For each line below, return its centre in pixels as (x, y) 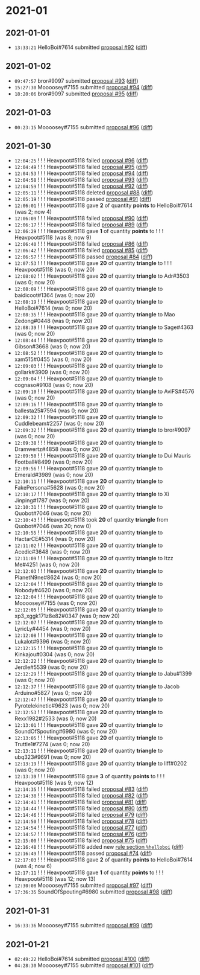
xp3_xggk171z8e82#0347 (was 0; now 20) (67, 616)
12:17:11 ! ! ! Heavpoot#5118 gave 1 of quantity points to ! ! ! (89, 872)
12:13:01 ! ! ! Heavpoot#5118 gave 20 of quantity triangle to (89, 725)
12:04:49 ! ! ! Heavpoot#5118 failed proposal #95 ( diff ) (81, 167)
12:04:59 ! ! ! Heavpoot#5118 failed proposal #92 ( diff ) (81, 186)
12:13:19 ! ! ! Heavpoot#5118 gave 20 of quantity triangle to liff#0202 (101, 764)
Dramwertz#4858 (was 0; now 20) (57, 449)
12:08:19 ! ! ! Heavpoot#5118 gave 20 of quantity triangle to (89, 302)
